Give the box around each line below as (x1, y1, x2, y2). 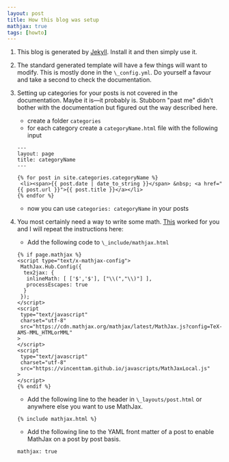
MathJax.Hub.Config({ (20, 264, 82, 270)
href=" (204, 181, 223, 188)
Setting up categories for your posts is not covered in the (16, 89, 178, 97)
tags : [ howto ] (7, 29, 48, 36)
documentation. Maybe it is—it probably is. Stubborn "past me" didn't (16, 97, 213, 105)
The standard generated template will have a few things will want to (16, 61, 208, 69)
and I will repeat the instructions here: (16, 225, 124, 233)
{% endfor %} (16, 192, 55, 199)
